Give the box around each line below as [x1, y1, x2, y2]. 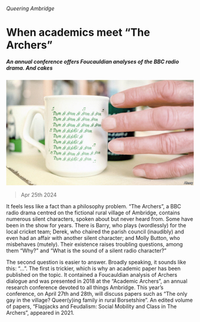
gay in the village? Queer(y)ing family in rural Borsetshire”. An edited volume [6, 296, 193, 304]
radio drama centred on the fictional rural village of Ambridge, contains [6, 209, 180, 217]
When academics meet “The [6, 26, 151, 39]
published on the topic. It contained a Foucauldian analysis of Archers [6, 271, 177, 279]
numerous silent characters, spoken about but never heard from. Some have [6, 215, 193, 223]
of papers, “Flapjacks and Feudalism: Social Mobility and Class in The [6, 303, 177, 310]
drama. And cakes [6, 64, 53, 71]
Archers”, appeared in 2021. [6, 310, 74, 317]
